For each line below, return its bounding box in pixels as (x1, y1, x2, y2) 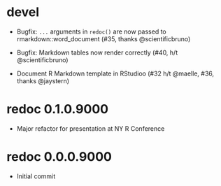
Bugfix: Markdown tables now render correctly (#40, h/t (16, 48, 178, 57)
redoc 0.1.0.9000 (6, 101, 109, 117)
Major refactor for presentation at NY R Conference (16, 124, 165, 133)
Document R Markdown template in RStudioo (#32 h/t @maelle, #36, (16, 69, 215, 78)
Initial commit (16, 172, 56, 180)
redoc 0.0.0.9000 (6, 149, 113, 165)
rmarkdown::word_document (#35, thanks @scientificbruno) (16, 34, 191, 43)
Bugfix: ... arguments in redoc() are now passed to (16, 27, 167, 36)
